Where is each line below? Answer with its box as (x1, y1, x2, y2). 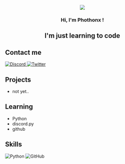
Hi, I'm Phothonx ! (60, 16, 104, 23)
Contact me (5, 48, 42, 56)
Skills (5, 140, 22, 149)
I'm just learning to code (44, 32, 121, 40)
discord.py (12, 120, 34, 127)
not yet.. (12, 88, 29, 94)
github (12, 126, 25, 132)
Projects (5, 75, 31, 84)
